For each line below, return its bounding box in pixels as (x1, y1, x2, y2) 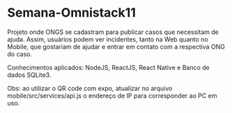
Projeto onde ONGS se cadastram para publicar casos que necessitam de (7, 28, 219, 36)
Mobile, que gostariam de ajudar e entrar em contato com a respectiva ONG (7, 42, 225, 51)
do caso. (7, 50, 33, 58)
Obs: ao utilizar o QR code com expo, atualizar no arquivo (7, 84, 173, 92)
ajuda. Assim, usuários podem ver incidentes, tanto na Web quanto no (7, 35, 209, 43)
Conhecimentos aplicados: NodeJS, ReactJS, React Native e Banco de (7, 63, 210, 71)
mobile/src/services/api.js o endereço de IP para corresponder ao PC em (7, 92, 217, 100)
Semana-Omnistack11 (7, 5, 136, 21)
